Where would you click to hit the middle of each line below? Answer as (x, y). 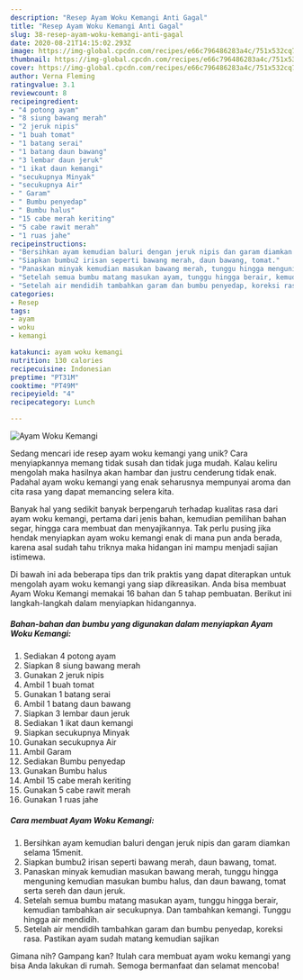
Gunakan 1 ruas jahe (61, 799)
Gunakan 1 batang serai (67, 694)
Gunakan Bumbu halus (65, 770)
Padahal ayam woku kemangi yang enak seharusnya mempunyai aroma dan (151, 482)
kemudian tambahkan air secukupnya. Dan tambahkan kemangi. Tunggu (157, 910)
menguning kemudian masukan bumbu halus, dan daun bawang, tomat (155, 881)
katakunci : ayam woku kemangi (67, 352)
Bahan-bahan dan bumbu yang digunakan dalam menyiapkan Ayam (142, 623)
